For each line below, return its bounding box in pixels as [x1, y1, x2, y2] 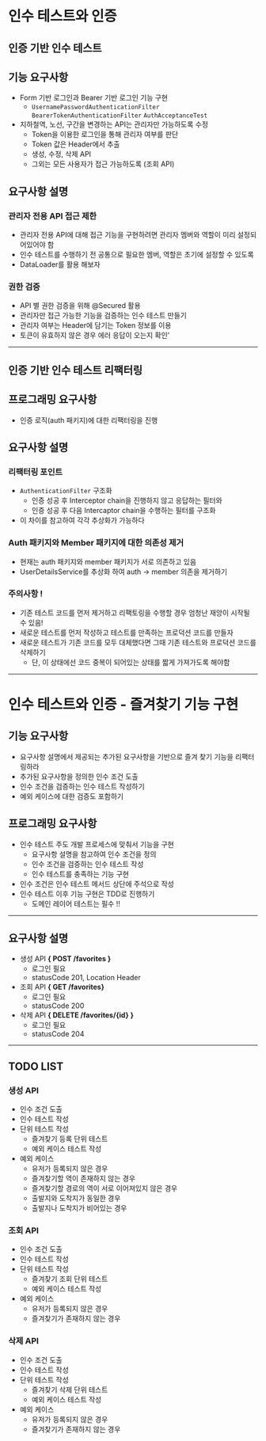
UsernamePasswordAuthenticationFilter [31, 104, 160, 112]
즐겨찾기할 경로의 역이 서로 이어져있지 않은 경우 [31, 1184, 178, 1193]
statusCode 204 [31, 1029, 85, 1039]
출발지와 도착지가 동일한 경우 [31, 1193, 121, 1203]
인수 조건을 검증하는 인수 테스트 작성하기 [19, 781, 145, 791]
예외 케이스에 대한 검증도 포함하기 [19, 791, 124, 800]
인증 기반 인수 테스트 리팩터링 [8, 363, 143, 377]
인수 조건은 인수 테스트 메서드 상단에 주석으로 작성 [19, 879, 174, 888]
